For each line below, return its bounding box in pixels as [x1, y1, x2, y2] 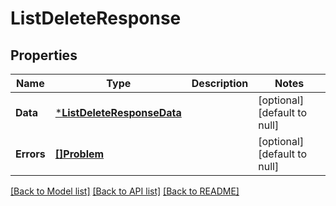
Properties [10, 47, 78, 64]
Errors [15, 147, 46, 161]
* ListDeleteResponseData [54, 106, 182, 119]
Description [191, 77, 249, 90]
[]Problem [54, 147, 105, 161]
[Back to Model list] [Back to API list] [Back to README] [10, 185, 240, 197]
